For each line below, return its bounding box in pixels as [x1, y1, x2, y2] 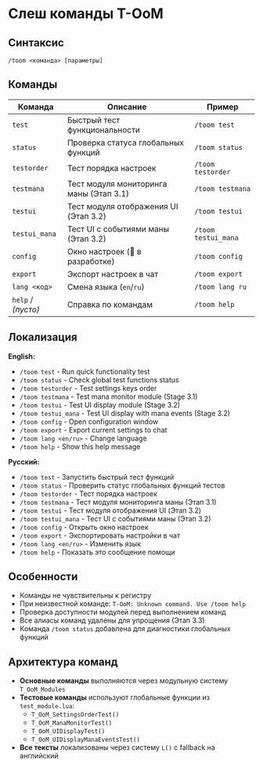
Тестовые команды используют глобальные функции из [19, 692, 210, 703]
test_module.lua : [19, 701, 75, 710]
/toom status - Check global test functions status [19, 374, 179, 385]
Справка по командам [67, 299, 153, 310]
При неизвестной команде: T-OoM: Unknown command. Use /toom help [19, 599, 247, 608]
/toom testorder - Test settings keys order [19, 383, 157, 393]
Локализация [8, 331, 77, 344]
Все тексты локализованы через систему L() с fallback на [19, 743, 215, 752]
